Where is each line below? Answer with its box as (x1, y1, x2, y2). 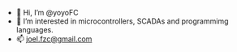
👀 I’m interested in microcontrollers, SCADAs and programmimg (15, 16, 229, 26)
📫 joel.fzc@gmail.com (15, 34, 93, 44)
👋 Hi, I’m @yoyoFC (15, 8, 79, 17)
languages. (15, 25, 54, 34)
